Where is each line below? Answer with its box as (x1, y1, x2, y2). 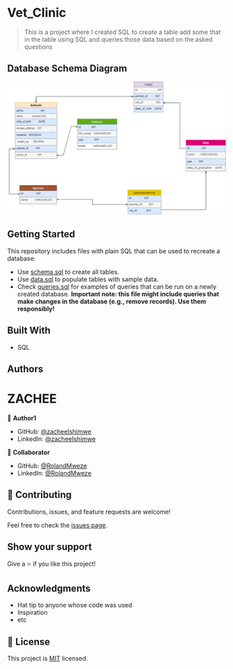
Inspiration (17, 609, 48, 617)
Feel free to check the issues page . (7, 520, 107, 529)
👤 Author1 (7, 414, 37, 422)
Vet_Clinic (7, 5, 67, 21)
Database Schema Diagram (7, 62, 128, 74)
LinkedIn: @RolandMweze (17, 468, 92, 477)
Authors (7, 363, 44, 375)
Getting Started (7, 228, 76, 240)
